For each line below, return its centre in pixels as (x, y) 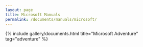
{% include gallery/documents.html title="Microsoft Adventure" (72, 34)
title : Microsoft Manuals (33, 15)
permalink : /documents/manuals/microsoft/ (51, 19)
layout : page (19, 10)
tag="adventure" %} (27, 39)
